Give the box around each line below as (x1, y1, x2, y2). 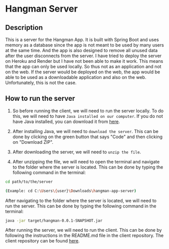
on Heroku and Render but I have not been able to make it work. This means (5, 58, 163, 64)
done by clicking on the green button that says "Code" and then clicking (12, 134, 163, 140)
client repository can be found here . (5, 238, 80, 244)
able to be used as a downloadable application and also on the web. (5, 74, 146, 80)
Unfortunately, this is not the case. (5, 79, 77, 86)
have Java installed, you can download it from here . (12, 118, 120, 124)
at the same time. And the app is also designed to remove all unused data (5, 48, 158, 53)
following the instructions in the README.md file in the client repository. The (5, 232, 164, 238)
